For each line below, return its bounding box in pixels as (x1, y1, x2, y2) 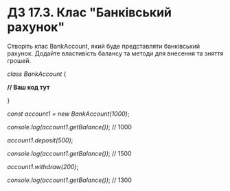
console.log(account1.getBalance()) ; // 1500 (7, 149, 132, 157)
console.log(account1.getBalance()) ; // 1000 (7, 123, 133, 131)
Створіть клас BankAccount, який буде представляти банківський (7, 42, 200, 50)
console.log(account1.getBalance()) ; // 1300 (7, 176, 132, 184)
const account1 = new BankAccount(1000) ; (7, 110, 130, 118)
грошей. (7, 56, 32, 64)
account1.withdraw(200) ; (7, 162, 79, 170)
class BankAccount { (7, 70, 67, 78)
